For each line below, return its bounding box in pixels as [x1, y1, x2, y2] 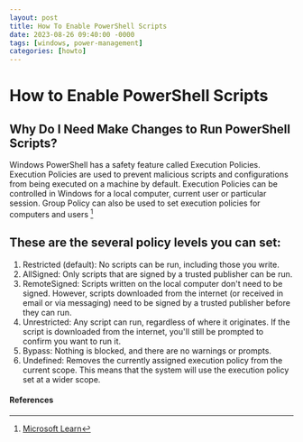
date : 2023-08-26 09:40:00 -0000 [9, 30, 135, 39]
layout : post [9, 13, 59, 23]
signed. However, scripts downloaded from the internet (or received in [22, 288, 284, 299]
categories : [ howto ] [9, 47, 87, 56]
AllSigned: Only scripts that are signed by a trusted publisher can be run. [22, 268, 293, 280]
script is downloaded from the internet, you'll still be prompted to [22, 326, 264, 336]
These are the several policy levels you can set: [9, 235, 281, 251]
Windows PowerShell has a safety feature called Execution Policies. [9, 160, 261, 170]
